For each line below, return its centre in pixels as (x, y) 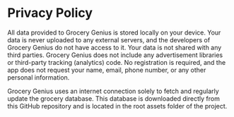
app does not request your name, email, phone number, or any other (107, 70)
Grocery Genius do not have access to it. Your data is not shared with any (115, 47)
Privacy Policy (50, 13)
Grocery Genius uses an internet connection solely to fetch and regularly (113, 91)
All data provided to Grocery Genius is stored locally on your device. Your (114, 32)
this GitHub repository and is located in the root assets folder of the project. (117, 106)
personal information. (39, 77)
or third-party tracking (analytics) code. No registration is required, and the (117, 62)
